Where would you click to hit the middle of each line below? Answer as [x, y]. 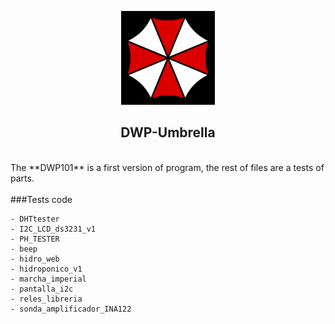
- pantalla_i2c [42, 289]
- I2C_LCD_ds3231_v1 [53, 229]
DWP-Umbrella [168, 132]
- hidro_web [35, 259]
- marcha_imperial [48, 279]
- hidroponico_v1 [46, 269]
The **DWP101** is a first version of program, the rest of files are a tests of [167, 167]
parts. [22, 178]
